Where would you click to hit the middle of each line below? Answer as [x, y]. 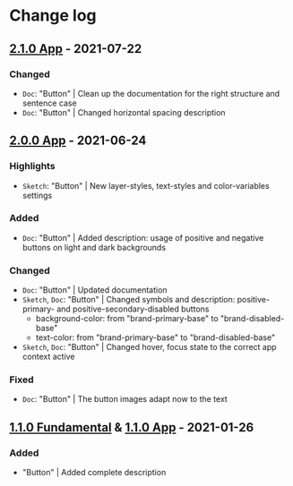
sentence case [50, 103]
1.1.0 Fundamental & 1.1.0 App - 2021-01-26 [132, 427]
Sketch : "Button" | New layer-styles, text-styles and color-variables [146, 185]
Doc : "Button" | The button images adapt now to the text [125, 399]
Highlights [32, 166]
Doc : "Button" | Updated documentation [95, 290]
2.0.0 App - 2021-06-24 [78, 141]
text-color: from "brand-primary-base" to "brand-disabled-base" [155, 337]
